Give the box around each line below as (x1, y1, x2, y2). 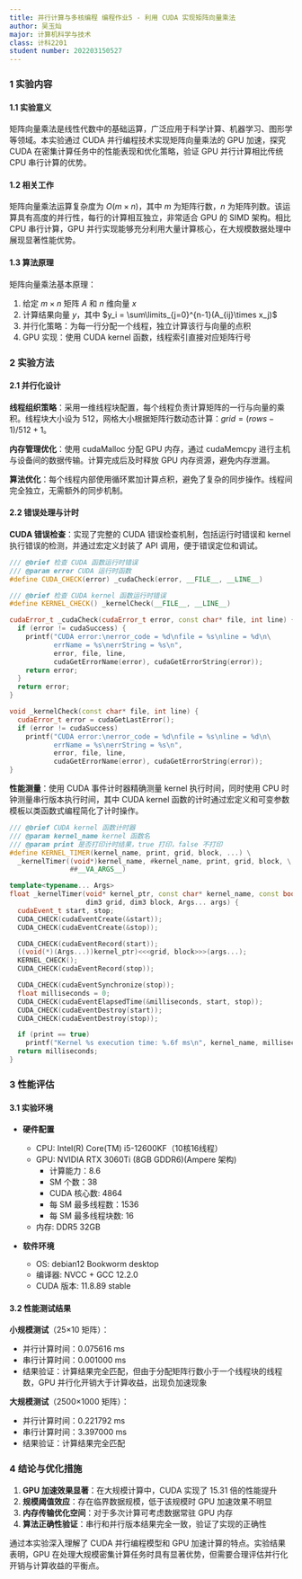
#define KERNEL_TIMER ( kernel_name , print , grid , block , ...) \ (9, 848, 252, 857)
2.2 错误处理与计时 (9, 507, 79, 518)
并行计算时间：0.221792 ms (22, 1415, 126, 1426)
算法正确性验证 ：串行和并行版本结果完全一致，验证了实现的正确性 (22, 1518, 267, 1529)
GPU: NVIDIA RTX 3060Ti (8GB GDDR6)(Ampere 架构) (35, 1154, 237, 1165)
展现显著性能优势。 (9, 235, 81, 245)
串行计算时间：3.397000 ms (22, 1426, 128, 1438)
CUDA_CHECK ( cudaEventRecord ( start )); (17, 939, 159, 948)
